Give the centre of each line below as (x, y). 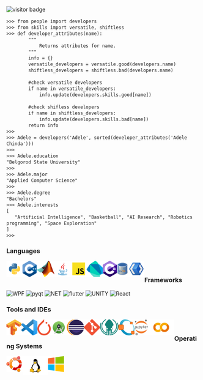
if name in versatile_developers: (72, 89)
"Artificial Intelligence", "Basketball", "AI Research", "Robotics (103, 217)
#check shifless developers (64, 107)
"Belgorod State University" (43, 162)
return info (44, 125)
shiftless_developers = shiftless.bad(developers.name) (101, 70)
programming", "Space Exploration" (52, 223)
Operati (186, 338)
